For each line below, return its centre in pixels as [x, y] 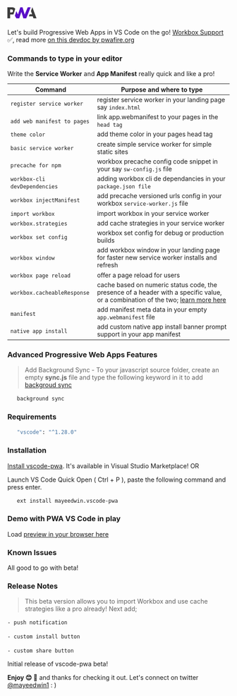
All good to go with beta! [43, 568]
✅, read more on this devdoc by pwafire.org [71, 39]
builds [106, 240]
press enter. [25, 487]
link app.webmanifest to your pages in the [158, 117]
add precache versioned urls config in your [159, 196]
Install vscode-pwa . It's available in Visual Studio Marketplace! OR [103, 465]
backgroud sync [48, 385]
